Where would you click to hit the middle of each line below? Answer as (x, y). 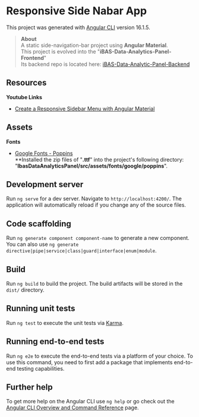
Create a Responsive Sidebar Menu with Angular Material (85, 109)
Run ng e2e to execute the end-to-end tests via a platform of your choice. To (100, 356)
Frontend (32, 58)
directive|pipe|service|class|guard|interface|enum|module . (81, 251)
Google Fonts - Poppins (44, 153)
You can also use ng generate (42, 244)
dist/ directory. (25, 290)
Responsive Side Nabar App (77, 11)
